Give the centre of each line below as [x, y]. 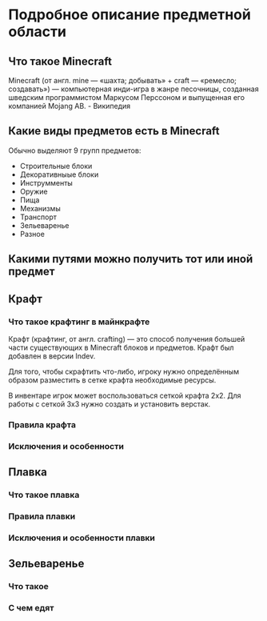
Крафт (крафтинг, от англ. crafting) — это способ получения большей [127, 339]
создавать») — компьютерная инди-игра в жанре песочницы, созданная [133, 89]
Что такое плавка [44, 495]
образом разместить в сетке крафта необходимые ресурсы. [112, 380]
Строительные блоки [56, 166]
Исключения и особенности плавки [82, 538]
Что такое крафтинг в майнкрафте [79, 322]
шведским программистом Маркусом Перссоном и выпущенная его [127, 97]
